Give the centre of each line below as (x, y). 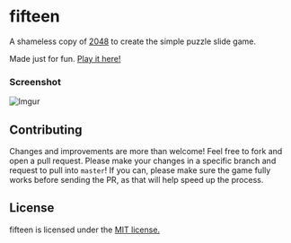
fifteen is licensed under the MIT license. (84, 230)
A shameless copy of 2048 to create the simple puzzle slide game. (132, 41)
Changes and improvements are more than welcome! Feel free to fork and (146, 152)
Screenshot (35, 82)
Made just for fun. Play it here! (65, 58)
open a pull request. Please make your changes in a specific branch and (143, 161)
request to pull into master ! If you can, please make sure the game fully (140, 170)
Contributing (46, 130)
